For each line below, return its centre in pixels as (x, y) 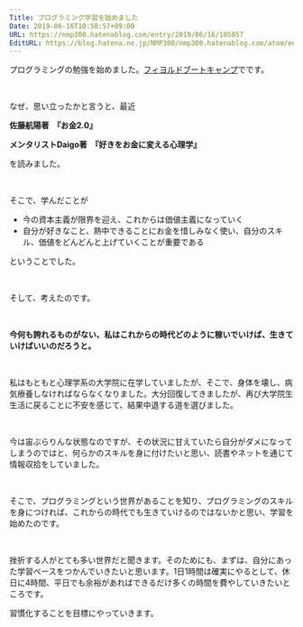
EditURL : (26, 43)
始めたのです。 (37, 523)
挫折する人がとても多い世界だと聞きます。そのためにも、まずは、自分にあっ (151, 560)
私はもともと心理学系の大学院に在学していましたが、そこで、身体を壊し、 (147, 383)
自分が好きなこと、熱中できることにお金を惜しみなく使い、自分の (145, 231)
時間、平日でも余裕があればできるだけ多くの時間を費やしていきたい (156, 583)
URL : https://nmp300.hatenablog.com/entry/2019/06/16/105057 (127, 34)
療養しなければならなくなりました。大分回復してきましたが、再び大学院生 (155, 394)
